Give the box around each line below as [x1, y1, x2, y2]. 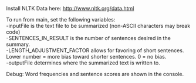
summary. [6, 41, 31, 48]
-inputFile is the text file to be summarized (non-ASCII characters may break [6, 23, 191, 29]
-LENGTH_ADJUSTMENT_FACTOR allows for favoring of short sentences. [6, 47, 184, 54]
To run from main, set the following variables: [6, 16, 116, 23]
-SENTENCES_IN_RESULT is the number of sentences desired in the [6, 35, 171, 41]
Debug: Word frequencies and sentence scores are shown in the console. [6, 71, 184, 77]
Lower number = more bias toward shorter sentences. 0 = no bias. [6, 53, 167, 60]
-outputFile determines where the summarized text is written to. [6, 59, 160, 66]
